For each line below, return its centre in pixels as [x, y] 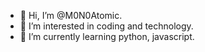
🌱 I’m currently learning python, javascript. [107, 36]
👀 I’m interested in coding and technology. [106, 26]
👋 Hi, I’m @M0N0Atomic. [71, 15]
